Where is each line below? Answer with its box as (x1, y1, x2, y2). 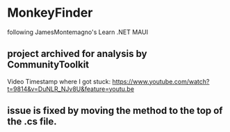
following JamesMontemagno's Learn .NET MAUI (7, 28, 148, 36)
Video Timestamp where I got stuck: (7, 77, 111, 85)
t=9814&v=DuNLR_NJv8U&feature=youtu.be (7, 85, 134, 93)
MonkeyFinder (7, 5, 93, 21)
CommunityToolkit (7, 59, 90, 71)
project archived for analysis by (7, 48, 147, 60)
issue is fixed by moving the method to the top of (7, 105, 223, 117)
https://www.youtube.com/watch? (112, 77, 210, 85)
